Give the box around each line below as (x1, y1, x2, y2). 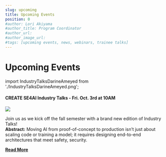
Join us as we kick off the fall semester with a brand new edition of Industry (5, 115, 161, 121)
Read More (5, 146, 28, 152)
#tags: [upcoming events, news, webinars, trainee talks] (5, 40, 128, 45)
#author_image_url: (5, 36, 46, 41)
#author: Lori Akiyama (5, 21, 52, 27)
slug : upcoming (5, 7, 37, 13)
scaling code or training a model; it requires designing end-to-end (5, 131, 141, 137)
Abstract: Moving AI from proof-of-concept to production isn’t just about (5, 126, 156, 132)
